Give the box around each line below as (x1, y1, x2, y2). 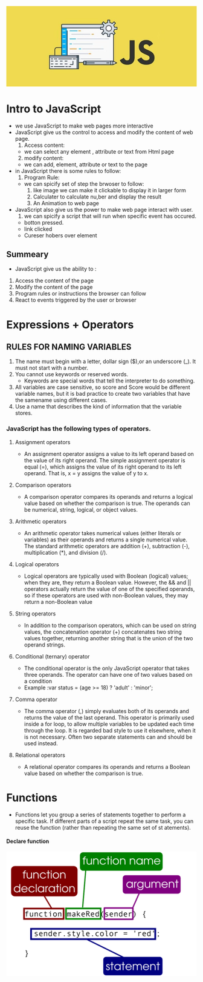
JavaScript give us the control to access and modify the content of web (14, 128, 193, 136)
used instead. (24, 739, 59, 747)
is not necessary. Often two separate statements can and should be (24, 733, 193, 740)
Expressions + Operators (6, 317, 134, 331)
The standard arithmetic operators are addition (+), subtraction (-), (24, 542, 190, 549)
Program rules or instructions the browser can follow (14, 290, 146, 297)
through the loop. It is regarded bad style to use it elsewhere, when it (24, 726, 196, 734)
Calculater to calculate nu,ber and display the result (33, 193, 162, 200)
